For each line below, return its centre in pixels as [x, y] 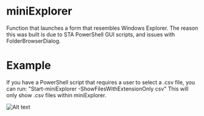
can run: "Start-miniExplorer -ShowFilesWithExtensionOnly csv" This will [97, 89]
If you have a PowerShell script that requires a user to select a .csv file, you [101, 82]
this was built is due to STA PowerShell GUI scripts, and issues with [91, 34]
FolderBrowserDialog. [33, 41]
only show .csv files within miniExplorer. [56, 95]
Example [29, 66]
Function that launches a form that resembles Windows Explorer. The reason [102, 28]
